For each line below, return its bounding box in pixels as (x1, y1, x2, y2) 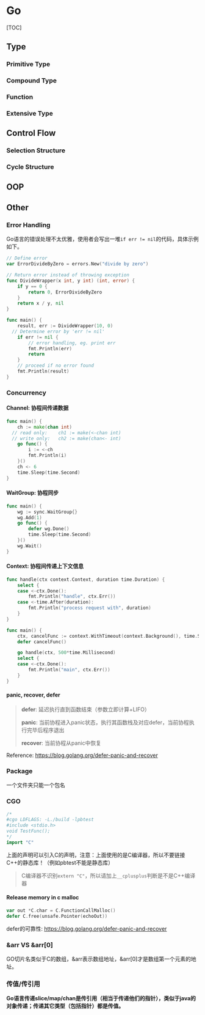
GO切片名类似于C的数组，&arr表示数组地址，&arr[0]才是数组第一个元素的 (6, 955, 191, 963)
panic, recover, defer (6, 692, 61, 699)
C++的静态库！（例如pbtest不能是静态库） (6, 858, 114, 866)
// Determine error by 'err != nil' (12, 328, 105, 334)
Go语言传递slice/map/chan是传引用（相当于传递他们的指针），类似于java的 (6, 995, 196, 1002)
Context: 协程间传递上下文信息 (6, 563, 84, 570)
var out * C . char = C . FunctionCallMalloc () (6, 907, 116, 914)
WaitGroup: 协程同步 (6, 489, 59, 496)
